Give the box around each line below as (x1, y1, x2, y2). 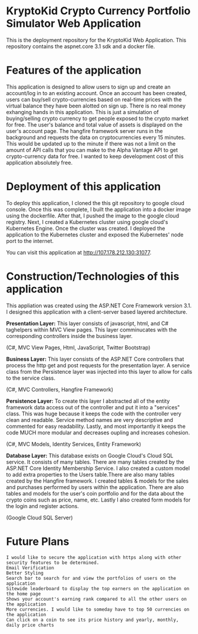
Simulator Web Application (6, 17, 141, 30)
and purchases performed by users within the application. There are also (6, 483, 184, 491)
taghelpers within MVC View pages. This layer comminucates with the (6, 326, 177, 333)
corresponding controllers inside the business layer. (6, 332, 133, 339)
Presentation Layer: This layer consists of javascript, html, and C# (6, 320, 169, 327)
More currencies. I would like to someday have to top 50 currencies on (6, 606, 190, 613)
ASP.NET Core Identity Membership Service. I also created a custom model (6, 465, 190, 472)
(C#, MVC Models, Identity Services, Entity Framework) (6, 440, 141, 447)
